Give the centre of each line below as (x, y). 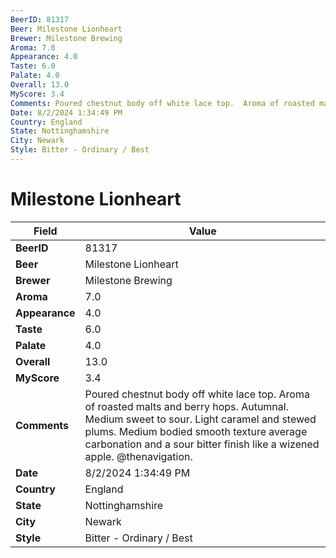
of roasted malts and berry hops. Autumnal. (186, 406)
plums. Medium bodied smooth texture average (196, 431)
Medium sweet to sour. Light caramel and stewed (200, 419)
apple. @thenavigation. (138, 456)
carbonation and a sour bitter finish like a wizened (202, 444)
